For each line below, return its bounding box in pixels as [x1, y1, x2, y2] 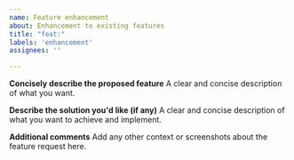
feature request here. [9, 141, 87, 152]
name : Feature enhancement [9, 12, 109, 22]
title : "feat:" [9, 29, 66, 38]
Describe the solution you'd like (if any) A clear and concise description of [9, 105, 286, 116]
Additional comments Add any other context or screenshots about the [9, 132, 268, 142]
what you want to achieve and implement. [9, 115, 163, 125]
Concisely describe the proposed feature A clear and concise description [9, 78, 282, 89]
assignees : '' [9, 46, 62, 55]
